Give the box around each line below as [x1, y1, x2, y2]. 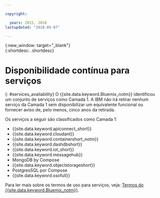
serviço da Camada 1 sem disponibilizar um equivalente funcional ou [5, 102, 143, 108]
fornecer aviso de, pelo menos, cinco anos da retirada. [5, 107, 115, 113]
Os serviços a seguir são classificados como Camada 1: [5, 116, 117, 122]
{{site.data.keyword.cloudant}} [12, 131, 74, 137]
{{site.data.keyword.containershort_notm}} [12, 136, 99, 142]
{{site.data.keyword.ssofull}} [12, 173, 70, 178]
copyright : [5, 11, 27, 16]
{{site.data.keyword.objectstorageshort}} [12, 162, 95, 168]
